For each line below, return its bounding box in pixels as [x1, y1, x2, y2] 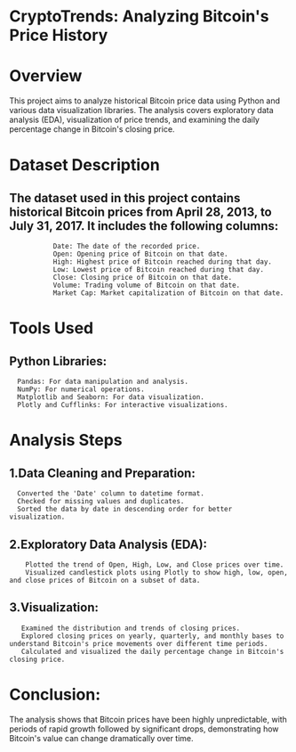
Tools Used [9, 318, 94, 339]
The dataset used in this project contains [9, 190, 241, 206]
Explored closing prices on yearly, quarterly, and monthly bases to [20, 631, 284, 641]
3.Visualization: [9, 600, 100, 616]
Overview [9, 66, 83, 86]
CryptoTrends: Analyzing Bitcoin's [9, 6, 269, 27]
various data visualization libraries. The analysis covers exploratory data [9, 105, 274, 116]
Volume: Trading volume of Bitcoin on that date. [52, 281, 241, 290]
